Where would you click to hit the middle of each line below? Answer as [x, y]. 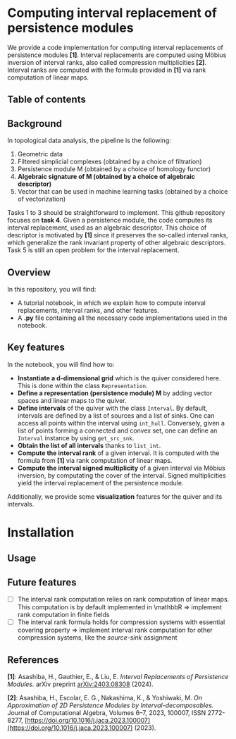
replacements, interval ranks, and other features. [88, 310]
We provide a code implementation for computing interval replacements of [115, 47]
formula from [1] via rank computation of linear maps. [95, 460]
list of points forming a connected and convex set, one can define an [117, 430]
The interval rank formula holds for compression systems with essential [121, 622]
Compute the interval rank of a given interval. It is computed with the [118, 453]
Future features [42, 582]
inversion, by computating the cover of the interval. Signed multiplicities [122, 475]
